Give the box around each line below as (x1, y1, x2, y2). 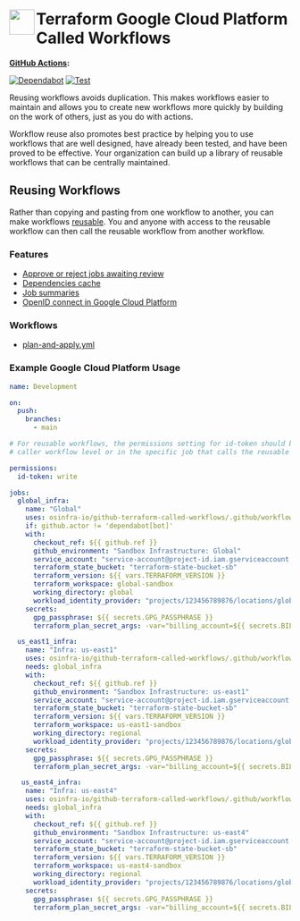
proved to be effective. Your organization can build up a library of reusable (9, 148, 283, 158)
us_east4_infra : (21, 778, 82, 787)
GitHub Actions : (9, 57, 70, 68)
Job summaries (21, 287, 80, 299)
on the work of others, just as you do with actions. (9, 111, 194, 122)
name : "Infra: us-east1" (25, 646, 118, 655)
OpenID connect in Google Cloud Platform (21, 297, 177, 308)
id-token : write (17, 472, 78, 481)
